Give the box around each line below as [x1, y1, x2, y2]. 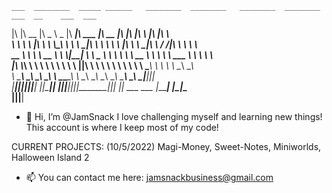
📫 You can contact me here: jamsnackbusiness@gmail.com [25, 172, 274, 183]
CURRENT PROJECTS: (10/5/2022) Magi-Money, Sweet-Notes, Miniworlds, [11, 141, 322, 152]
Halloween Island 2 [11, 152, 90, 163]
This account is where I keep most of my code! [25, 122, 219, 133]
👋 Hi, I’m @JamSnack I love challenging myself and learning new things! [25, 111, 323, 122]
